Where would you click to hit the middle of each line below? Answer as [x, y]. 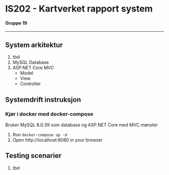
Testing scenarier [33, 156]
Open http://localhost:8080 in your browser [58, 140]
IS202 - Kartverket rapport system [79, 9]
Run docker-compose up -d [40, 134]
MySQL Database [31, 62]
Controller [30, 84]
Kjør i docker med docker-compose [49, 114]
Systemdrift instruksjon [43, 99]
